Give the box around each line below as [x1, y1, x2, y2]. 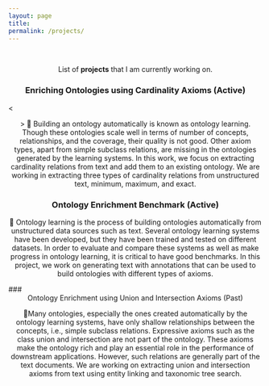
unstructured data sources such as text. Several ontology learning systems [10, 225, 260, 235]
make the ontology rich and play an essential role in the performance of [16, 342, 255, 352]
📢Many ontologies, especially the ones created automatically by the [23, 308, 248, 318]
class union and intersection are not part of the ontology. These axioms [17, 334, 254, 344]
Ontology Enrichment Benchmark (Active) [52, 199, 219, 210]
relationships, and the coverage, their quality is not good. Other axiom [19, 136, 251, 145]
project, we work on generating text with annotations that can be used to [14, 260, 256, 270]
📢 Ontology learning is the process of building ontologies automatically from [9, 217, 262, 227]
